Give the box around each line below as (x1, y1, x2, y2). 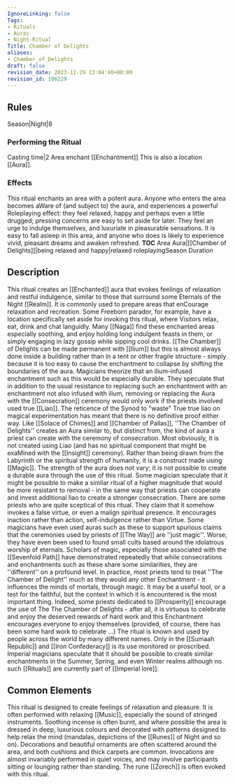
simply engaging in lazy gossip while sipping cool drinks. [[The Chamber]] (7, 337, 222, 345)
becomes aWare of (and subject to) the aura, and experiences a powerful (7, 201, 218, 210)
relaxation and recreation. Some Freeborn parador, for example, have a (7, 307, 212, 316)
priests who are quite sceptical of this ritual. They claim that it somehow (7, 500, 215, 509)
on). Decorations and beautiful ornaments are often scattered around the (7, 740, 217, 749)
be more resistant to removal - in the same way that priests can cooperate (7, 486, 221, 494)
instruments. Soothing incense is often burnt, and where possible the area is (7, 718, 227, 727)
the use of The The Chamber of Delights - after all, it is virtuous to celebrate (7, 605, 226, 613)
